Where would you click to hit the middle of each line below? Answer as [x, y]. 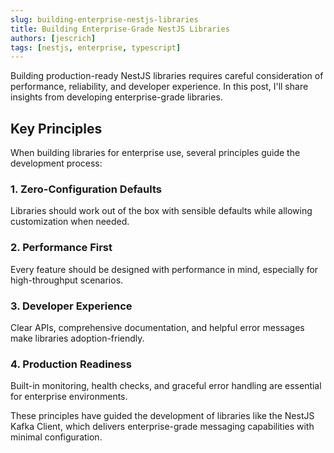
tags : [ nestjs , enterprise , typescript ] [96, 47]
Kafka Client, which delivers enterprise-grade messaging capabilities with [162, 427]
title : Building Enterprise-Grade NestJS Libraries [120, 29]
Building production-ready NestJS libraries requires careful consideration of [167, 76]
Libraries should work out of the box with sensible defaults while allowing [161, 211]
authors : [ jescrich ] [53, 38]
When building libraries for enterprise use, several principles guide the [155, 153]
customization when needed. [70, 222]
